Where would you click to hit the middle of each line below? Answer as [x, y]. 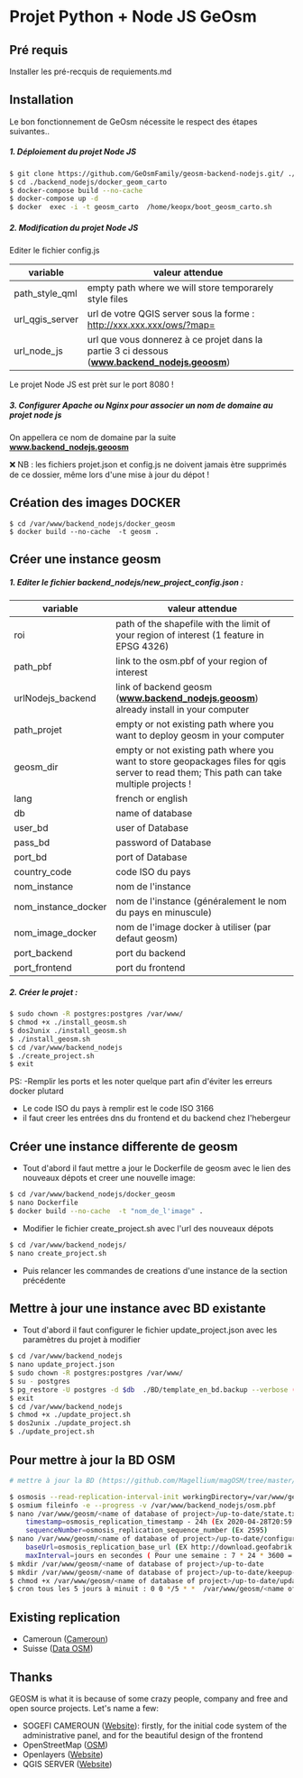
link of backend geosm [164, 687]
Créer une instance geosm [85, 560]
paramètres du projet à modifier [82, 1340]
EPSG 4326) [142, 647]
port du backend [151, 953]
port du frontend [151, 968]
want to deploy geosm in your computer [200, 735]
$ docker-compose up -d [54, 199]
